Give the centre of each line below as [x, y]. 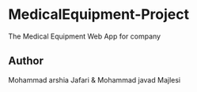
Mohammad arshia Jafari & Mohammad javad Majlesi [94, 79]
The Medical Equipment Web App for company [84, 36]
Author [26, 61]
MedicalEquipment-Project [99, 15]
